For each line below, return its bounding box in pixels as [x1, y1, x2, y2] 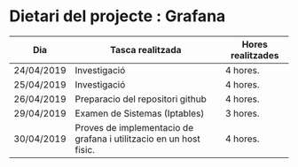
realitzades [230, 49, 279, 61]
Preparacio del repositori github [74, 93, 207, 105]
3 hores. [224, 107, 260, 119]
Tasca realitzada [109, 43, 182, 56]
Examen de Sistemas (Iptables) [74, 107, 205, 119]
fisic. [74, 143, 96, 156]
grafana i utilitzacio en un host [74, 133, 201, 145]
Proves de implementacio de [74, 121, 193, 133]
